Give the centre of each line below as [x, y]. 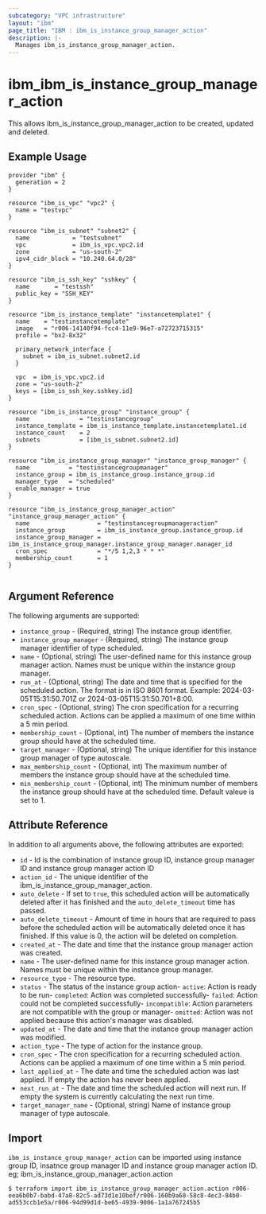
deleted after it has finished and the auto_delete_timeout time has [127, 902]
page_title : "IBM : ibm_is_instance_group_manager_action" [108, 30]
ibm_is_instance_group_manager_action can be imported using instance [125, 1158]
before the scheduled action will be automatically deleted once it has [132, 927]
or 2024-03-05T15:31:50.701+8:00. [136, 698]
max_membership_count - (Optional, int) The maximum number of [123, 766]
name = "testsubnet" [69, 238]
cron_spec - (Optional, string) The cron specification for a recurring [129, 707]
